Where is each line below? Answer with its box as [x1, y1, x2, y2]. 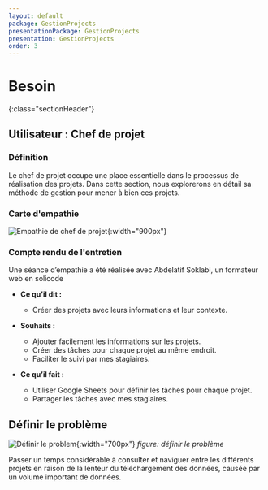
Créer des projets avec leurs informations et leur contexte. [32, 306, 228, 315]
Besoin [8, 77, 57, 96]
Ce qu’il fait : [19, 370, 65, 379]
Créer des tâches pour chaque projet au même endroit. [32, 345, 217, 355]
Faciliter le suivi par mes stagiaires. [32, 354, 150, 364]
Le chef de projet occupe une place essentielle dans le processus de [8, 170, 240, 180]
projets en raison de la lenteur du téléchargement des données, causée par [8, 464, 261, 474]
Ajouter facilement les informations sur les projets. [32, 336, 201, 346]
